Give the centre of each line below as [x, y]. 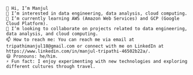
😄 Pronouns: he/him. [32, 56]
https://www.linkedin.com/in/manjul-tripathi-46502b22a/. [78, 51]
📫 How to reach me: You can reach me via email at [70, 40]
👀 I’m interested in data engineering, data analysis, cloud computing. [97, 13]
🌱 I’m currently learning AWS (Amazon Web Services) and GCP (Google [93, 19]
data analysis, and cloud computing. [52, 34]
